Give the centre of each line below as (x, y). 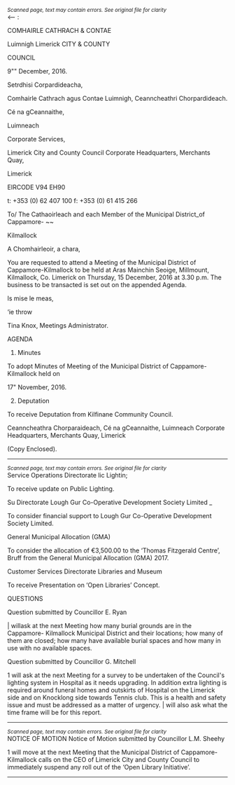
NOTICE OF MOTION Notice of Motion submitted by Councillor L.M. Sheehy (116, 738)
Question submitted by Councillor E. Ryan (67, 612)
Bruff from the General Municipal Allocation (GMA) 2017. (88, 558)
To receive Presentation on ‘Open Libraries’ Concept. (84, 585)
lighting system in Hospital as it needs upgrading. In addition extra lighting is (117, 682)
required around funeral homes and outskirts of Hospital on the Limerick (111, 690)
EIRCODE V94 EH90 (36, 187)
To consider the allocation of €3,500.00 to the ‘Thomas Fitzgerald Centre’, (114, 550)
